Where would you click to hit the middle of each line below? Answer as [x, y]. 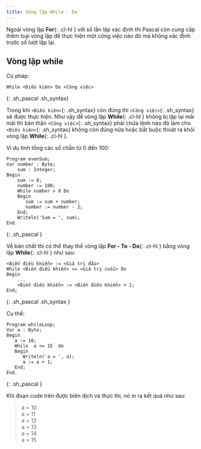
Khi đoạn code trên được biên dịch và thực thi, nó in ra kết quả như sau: [96, 396]
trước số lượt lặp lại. [31, 42]
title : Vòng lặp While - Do [42, 12]
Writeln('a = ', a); [48, 357]
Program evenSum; [28, 159]
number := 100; [37, 186]
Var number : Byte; [31, 164]
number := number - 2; [54, 207]
